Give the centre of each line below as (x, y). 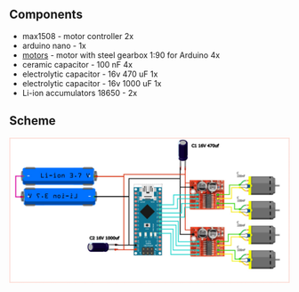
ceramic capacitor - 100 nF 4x (77, 64)
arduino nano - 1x (54, 45)
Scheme (32, 121)
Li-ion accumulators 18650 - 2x (80, 93)
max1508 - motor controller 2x (78, 36)
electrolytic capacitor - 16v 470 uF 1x (90, 74)
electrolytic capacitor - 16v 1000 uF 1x (92, 83)
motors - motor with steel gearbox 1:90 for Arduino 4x (121, 55)
